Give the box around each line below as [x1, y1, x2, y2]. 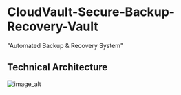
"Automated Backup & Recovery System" [7, 41, 124, 50]
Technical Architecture [7, 61, 108, 73]
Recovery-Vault [7, 19, 98, 34]
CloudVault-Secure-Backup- [7, 4, 175, 20]
